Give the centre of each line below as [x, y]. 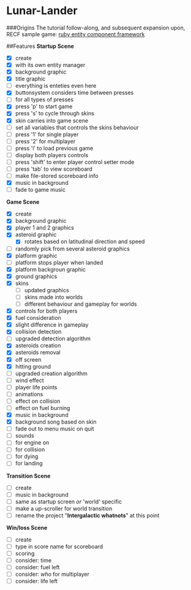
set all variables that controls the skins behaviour [77, 127]
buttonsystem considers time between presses [74, 93]
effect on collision [38, 401]
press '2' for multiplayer [45, 141]
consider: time [33, 560]
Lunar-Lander [42, 11]
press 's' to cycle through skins [55, 114]
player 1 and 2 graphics [45, 228]
